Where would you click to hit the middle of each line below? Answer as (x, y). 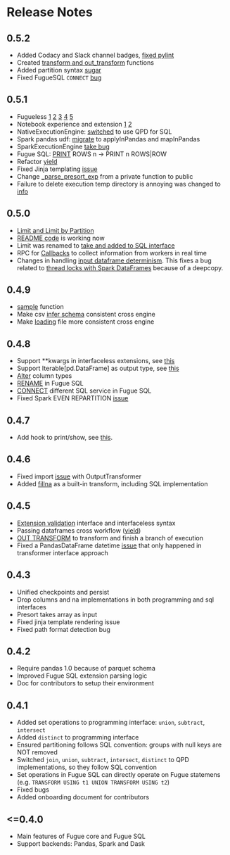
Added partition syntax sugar (59, 70)
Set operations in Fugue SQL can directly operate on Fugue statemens (119, 775)
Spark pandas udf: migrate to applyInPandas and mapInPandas (108, 139)
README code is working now (60, 238)
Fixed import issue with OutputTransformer (79, 476)
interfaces (31, 607)
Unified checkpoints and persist (63, 592)
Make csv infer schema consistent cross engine (86, 315)
